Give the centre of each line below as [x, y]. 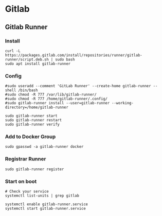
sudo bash [65, 59]
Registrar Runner [26, 159]
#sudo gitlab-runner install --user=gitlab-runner [57, 103]
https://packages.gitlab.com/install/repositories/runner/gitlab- [74, 55]
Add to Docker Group [30, 137]
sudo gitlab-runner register [35, 169]
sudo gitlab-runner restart [34, 120]
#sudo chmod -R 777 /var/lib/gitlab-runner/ [51, 95]
